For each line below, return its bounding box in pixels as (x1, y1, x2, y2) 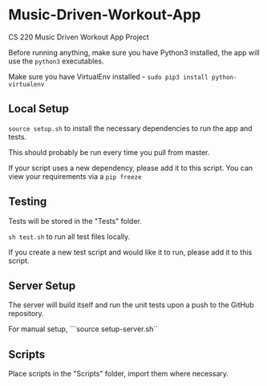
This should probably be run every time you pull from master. (8, 147, 210, 157)
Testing (8, 195, 47, 209)
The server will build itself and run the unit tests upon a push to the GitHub (8, 300, 254, 310)
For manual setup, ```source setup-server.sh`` (8, 324, 159, 334)
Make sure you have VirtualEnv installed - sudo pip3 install (8, 71, 208, 81)
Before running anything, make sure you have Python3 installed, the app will (8, 47, 260, 57)
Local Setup (8, 102, 70, 116)
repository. (8, 309, 44, 319)
